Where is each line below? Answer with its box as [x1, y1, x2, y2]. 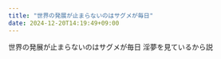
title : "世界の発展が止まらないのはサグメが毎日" [8, 11, 154, 20]
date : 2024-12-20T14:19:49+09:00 [8, 19, 120, 27]
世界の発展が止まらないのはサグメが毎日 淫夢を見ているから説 [8, 41, 213, 52]
